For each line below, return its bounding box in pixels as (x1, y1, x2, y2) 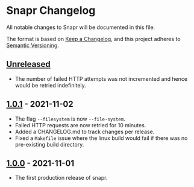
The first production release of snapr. (14, 174, 108, 182)
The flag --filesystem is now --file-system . (14, 115, 125, 122)
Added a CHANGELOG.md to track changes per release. (14, 128, 155, 135)
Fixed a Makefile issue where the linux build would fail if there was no (14, 134, 188, 142)
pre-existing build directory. (14, 141, 84, 148)
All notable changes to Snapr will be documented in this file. (6, 24, 155, 31)
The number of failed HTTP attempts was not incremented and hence (14, 75, 188, 82)
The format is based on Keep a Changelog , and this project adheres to (6, 35, 181, 42)
